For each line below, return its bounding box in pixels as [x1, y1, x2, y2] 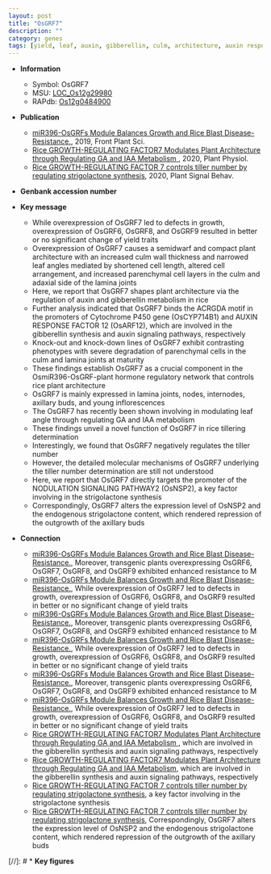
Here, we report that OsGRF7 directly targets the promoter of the [31, 475, 248, 485]
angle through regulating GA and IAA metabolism [31, 415, 195, 424]
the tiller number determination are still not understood [31, 466, 214, 476]
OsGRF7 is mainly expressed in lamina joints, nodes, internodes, [31, 389, 245, 399]
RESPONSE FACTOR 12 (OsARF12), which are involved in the [31, 320, 232, 331]
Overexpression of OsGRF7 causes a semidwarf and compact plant [31, 244, 256, 253]
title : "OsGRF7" [8, 19, 63, 27]
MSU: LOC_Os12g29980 [31, 88, 113, 98]
